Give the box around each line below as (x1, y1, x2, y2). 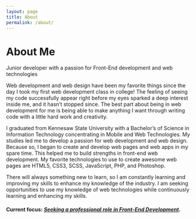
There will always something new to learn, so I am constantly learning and (6, 174, 185, 181)
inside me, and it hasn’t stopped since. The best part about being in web (6, 101, 181, 108)
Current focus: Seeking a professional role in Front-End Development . (6, 205, 181, 213)
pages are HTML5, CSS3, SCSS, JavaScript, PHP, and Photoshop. (6, 162, 166, 170)
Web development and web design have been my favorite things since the (6, 82, 186, 89)
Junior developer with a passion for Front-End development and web (6, 64, 173, 71)
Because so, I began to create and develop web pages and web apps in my (6, 144, 188, 151)
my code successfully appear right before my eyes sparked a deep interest (6, 95, 188, 102)
